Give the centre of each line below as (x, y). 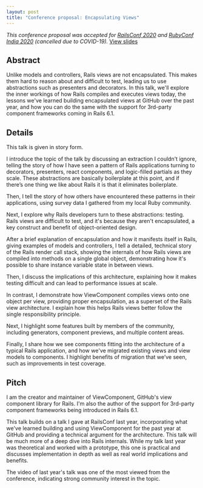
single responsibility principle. (44, 314)
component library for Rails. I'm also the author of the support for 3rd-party (101, 403)
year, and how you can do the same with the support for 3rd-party (89, 107)
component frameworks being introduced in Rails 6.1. (72, 410)
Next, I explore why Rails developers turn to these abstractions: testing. (95, 215)
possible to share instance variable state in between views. (80, 265)
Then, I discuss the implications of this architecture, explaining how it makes (101, 277)
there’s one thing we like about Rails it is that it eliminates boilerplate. (92, 185)
